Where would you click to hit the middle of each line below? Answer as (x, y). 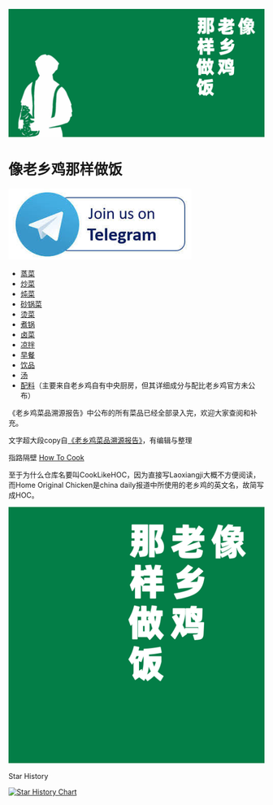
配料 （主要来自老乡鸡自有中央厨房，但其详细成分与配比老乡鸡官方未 (134, 385)
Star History (28, 776)
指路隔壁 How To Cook (46, 457)
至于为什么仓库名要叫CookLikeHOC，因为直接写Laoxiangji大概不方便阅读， (134, 474)
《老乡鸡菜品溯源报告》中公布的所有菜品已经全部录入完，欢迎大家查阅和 (129, 412)
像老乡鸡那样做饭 (66, 170)
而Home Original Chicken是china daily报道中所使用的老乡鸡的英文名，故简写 (136, 485)
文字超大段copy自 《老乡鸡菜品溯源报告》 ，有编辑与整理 (100, 440)
